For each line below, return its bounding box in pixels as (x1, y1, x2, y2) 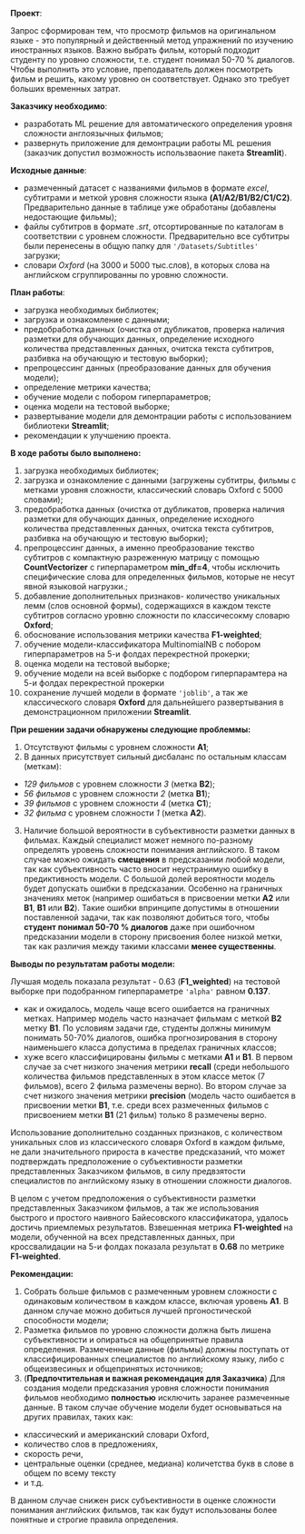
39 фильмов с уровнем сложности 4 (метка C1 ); (23, 798, 212, 808)
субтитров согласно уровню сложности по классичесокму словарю (23, 610, 290, 620)
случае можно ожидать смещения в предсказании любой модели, (23, 854, 285, 865)
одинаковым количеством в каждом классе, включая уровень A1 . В (23, 1296, 290, 1306)
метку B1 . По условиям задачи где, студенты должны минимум (23, 1023, 271, 1034)
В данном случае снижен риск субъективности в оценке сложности (10, 1495, 276, 1506)
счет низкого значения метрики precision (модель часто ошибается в (23, 1090, 296, 1101)
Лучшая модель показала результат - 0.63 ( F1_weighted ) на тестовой (10, 976, 280, 986)
